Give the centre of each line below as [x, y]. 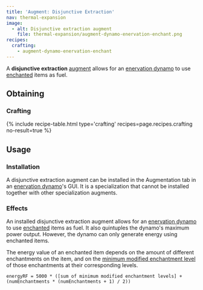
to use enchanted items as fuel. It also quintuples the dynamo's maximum [98, 228]
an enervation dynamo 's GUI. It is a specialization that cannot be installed [98, 186]
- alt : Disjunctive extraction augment [62, 29]
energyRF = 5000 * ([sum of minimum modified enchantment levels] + [94, 276]
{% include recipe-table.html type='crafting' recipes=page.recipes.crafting [99, 124]
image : [14, 23]
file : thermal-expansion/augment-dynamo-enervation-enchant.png [100, 34]
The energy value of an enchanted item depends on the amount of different [100, 253]
